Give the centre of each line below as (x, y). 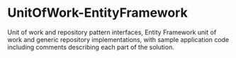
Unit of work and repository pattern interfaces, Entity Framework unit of (112, 32)
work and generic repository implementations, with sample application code (118, 39)
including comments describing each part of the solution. (91, 47)
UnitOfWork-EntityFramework (97, 13)
